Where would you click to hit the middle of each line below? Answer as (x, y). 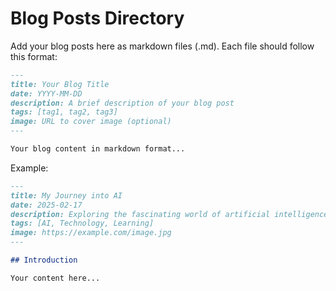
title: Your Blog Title (60, 84)
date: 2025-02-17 (46, 205)
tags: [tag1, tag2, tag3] (64, 112)
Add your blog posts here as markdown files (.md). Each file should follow (162, 46)
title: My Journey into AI (66, 195)
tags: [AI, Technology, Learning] (82, 223)
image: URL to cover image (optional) (91, 122)
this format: (34, 56)
